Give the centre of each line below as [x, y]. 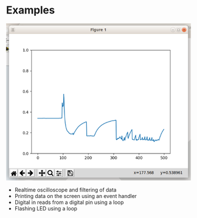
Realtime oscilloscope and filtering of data [65, 190]
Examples [30, 10]
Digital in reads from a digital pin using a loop [69, 202]
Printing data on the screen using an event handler [76, 196]
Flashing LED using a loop [46, 209]
